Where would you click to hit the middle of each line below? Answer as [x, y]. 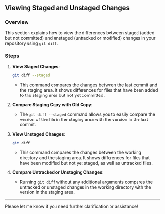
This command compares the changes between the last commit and [88, 85]
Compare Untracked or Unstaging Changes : [58, 172]
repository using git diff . [32, 43]
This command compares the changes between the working [80, 152]
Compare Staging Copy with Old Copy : [52, 104]
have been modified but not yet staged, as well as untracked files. [86, 163]
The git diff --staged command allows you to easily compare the [87, 114]
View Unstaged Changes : [39, 134]
